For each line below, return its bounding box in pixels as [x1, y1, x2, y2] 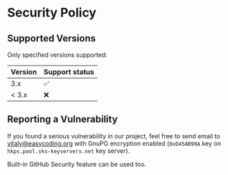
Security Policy [7, 5, 97, 21]
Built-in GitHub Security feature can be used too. [7, 160, 147, 168]
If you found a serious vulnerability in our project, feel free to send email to [7, 131, 220, 140]
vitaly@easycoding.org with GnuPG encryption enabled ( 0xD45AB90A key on [7, 139, 222, 147]
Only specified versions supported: [7, 50, 107, 59]
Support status [44, 67, 95, 77]
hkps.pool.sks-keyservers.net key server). [7, 147, 130, 155]
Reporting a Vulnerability [7, 113, 118, 125]
